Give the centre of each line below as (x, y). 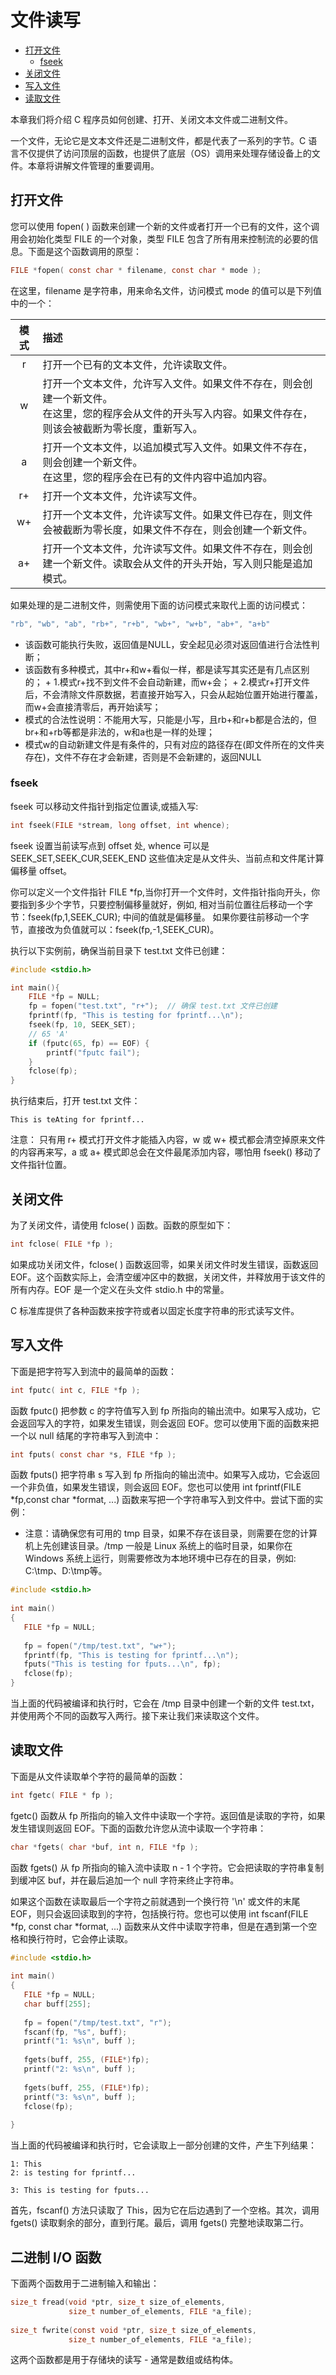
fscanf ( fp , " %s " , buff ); (75, 2032)
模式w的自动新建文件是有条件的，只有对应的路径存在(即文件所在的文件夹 (174, 744)
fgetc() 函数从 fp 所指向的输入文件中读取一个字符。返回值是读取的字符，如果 (168, 1815)
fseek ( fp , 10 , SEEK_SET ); (82, 1025)
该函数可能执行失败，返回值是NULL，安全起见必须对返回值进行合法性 (168, 644)
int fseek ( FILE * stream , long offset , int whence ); (120, 825)
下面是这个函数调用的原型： (84, 251)
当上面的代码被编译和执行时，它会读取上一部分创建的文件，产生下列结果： (163, 2145)
